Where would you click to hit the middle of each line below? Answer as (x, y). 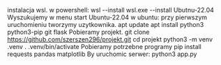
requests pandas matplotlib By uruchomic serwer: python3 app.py (102, 54)
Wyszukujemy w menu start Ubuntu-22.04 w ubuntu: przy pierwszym (107, 17)
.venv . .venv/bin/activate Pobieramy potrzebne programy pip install (105, 47)
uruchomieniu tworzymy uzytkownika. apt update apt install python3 (106, 25)
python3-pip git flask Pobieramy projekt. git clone (78, 32)
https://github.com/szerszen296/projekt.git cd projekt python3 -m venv (110, 39)
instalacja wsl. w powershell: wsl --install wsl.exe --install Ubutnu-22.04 (111, 10)
